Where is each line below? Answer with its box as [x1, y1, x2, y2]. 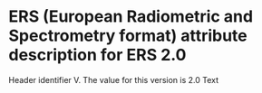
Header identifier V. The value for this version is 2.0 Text [8, 74, 219, 85]
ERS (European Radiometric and [8, 6, 254, 27]
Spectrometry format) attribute [8, 25, 247, 46]
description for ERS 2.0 [8, 45, 187, 65]
